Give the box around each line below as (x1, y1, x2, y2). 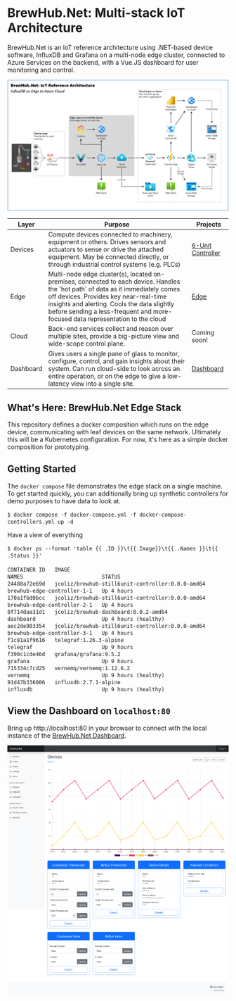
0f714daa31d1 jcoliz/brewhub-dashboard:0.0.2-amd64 (7, 608, 169, 615)
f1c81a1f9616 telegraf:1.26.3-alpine (7, 636, 124, 643)
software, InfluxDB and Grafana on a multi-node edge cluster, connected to (7, 51, 225, 59)
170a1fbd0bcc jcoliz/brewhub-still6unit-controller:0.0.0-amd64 (7, 594, 206, 601)
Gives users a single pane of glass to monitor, (48, 349, 181, 358)
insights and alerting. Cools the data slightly (48, 300, 174, 308)
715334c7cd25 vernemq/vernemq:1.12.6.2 (7, 665, 131, 672)
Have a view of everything (7, 530, 83, 539)
